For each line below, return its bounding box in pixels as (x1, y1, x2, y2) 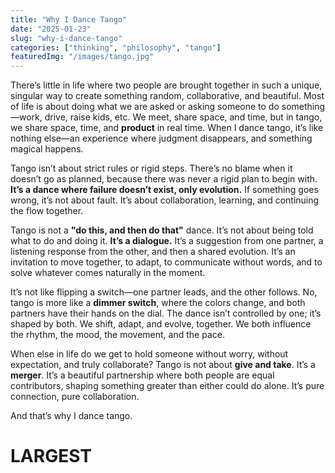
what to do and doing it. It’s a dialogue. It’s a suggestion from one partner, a (10, 235, 324, 247)
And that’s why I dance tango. (10, 410, 133, 422)
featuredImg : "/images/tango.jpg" (10, 52, 155, 62)
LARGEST (10, 445, 92, 468)
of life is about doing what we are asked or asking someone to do (10, 101, 280, 113)
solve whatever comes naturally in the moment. (10, 267, 206, 279)
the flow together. (10, 205, 84, 217)
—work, (10, 111, 43, 123)
